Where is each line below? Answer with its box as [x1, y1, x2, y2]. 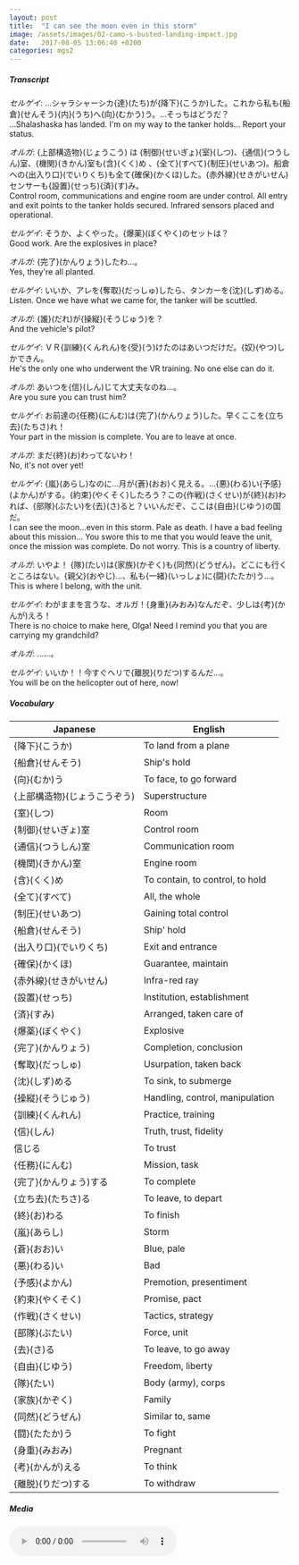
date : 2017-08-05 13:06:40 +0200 [9, 38, 142, 47]
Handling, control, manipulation [144, 1092, 275, 1104]
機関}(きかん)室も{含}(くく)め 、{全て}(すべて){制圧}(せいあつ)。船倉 [38, 158, 290, 169]
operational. [9, 209, 54, 220]
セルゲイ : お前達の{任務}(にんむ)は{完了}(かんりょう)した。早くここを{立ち [9, 410, 284, 421]
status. [9, 129, 35, 140]
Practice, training [144, 1108, 216, 1121]
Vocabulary [9, 698, 54, 708]
